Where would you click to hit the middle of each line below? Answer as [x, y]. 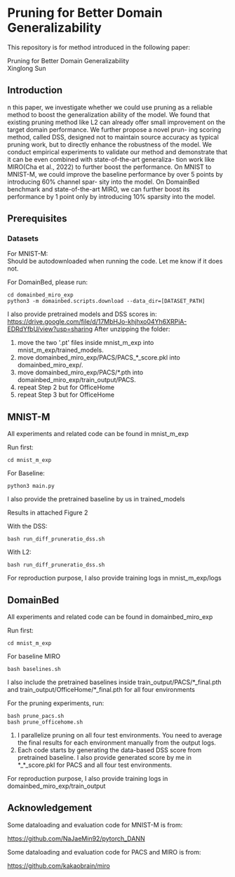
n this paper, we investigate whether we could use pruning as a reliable [110, 107]
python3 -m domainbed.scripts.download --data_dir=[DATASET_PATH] [106, 301]
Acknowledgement [50, 808]
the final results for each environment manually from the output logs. [116, 743]
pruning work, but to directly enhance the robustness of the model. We [110, 144]
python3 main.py [31, 486]
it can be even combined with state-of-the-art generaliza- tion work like [111, 159]
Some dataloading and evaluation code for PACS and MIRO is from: [104, 852]
